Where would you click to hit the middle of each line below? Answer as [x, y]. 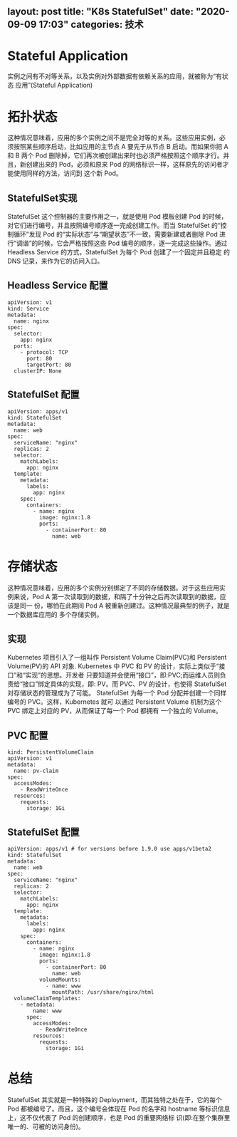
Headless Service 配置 [58, 285]
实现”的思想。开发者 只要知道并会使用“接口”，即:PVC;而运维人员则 [123, 675]
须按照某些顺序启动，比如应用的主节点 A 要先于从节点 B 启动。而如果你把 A [118, 147]
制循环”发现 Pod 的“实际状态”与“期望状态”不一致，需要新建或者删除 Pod [113, 234]
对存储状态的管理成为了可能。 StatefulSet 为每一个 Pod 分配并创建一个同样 [117, 693]
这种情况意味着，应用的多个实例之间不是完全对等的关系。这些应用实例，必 [116, 137]
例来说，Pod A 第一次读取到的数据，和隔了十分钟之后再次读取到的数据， [114, 596]
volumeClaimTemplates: [47, 999]
